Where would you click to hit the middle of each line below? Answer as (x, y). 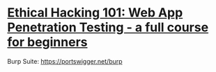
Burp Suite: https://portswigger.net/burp (65, 61)
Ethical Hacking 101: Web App (95, 13)
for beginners (47, 42)
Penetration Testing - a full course (108, 27)
